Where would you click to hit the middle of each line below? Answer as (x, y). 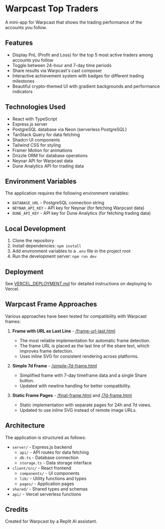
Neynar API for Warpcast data (42, 161)
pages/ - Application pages (47, 484)
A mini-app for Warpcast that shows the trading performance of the (74, 22)
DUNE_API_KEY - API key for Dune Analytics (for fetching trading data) (82, 213)
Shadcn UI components (36, 140)
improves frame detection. (46, 351)
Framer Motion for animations (42, 150)
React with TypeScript (35, 119)
